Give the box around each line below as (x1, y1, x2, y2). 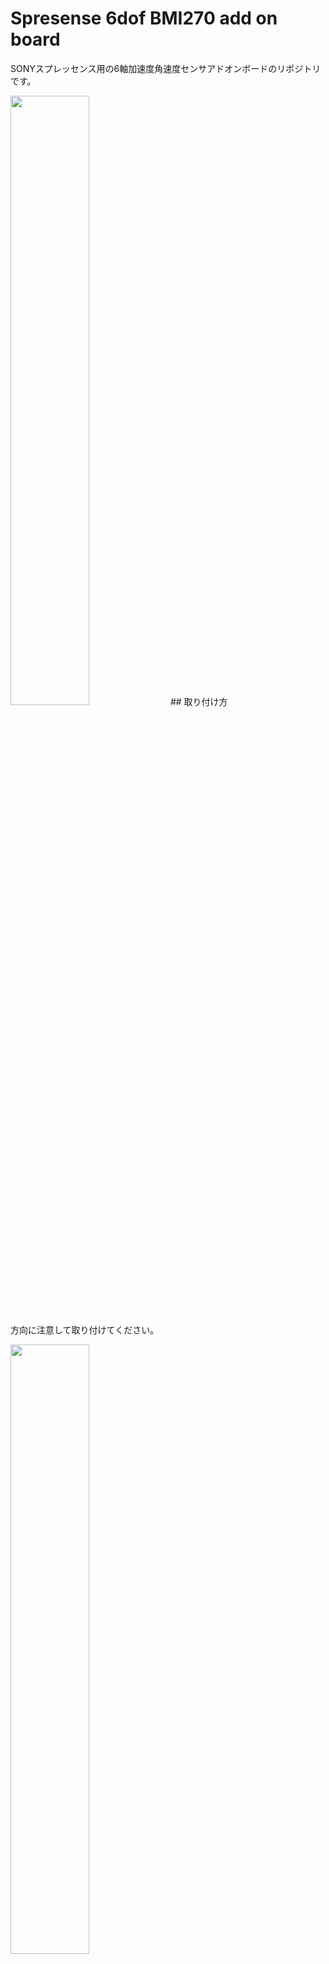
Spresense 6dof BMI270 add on (10, 7, 278, 30)
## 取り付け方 (169, 695, 228, 707)
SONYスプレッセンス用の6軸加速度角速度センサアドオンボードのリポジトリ (10, 62, 322, 74)
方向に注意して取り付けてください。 (10, 1323, 160, 1336)
